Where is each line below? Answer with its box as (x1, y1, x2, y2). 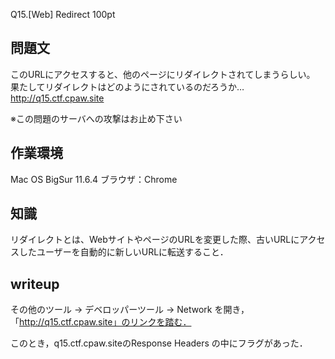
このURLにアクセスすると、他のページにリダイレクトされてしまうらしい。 (10, 68, 316, 80)
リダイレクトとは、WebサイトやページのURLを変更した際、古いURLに (10, 234, 300, 246)
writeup (10, 275, 60, 293)
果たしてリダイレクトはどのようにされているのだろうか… (10, 80, 245, 93)
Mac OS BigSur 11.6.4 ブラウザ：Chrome (10, 173, 178, 185)
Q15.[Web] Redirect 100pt (10, 9, 116, 20)
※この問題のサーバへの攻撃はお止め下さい (10, 112, 183, 124)
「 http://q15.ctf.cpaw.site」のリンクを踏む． (10, 316, 192, 328)
